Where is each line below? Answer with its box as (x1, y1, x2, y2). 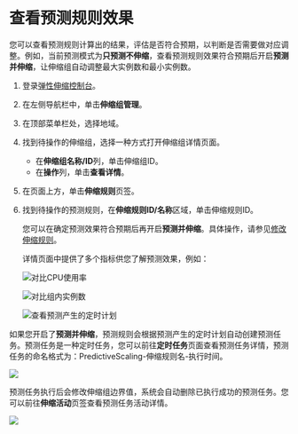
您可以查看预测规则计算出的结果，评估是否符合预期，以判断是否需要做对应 (9, 39, 281, 50)
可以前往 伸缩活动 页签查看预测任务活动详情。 (9, 397, 173, 408)
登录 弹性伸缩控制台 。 (21, 80, 100, 91)
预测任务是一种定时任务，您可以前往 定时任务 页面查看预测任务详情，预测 (24, 339, 289, 351)
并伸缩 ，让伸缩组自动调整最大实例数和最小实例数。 (9, 61, 196, 72)
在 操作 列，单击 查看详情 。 (35, 166, 129, 178)
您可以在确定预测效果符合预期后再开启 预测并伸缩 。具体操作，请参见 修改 (21, 223, 286, 233)
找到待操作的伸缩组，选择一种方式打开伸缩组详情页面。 (21, 137, 224, 147)
